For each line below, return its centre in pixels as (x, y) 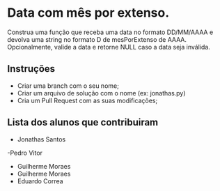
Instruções (31, 69)
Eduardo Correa (40, 181)
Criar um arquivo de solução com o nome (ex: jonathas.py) (101, 93)
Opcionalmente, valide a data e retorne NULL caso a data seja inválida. (109, 47)
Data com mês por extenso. (88, 13)
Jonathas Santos (41, 139)
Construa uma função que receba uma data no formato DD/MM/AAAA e (110, 32)
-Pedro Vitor (25, 153)
